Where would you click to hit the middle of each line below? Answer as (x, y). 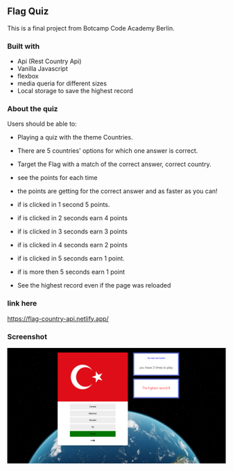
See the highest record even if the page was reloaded (94, 286)
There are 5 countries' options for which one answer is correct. (107, 151)
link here (22, 304)
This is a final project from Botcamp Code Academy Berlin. (91, 28)
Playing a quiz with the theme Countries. (75, 138)
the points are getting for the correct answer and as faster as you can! (117, 191)
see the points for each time (57, 178)
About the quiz (33, 109)
